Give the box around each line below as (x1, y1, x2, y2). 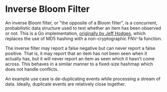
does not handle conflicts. (5, 66, 59, 72)
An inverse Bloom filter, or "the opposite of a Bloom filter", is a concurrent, (5, 20, 158, 26)
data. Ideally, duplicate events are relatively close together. (5, 81, 126, 87)
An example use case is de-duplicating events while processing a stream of (5, 76, 161, 82)
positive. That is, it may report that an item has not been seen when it (5, 50, 147, 56)
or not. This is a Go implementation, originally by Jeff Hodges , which (5, 30, 146, 36)
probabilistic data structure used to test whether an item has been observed (5, 25, 161, 31)
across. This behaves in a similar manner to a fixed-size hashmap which (5, 61, 154, 67)
